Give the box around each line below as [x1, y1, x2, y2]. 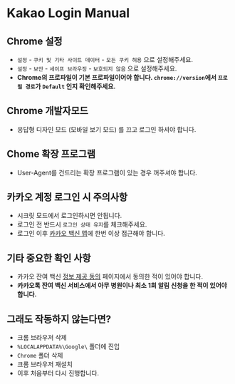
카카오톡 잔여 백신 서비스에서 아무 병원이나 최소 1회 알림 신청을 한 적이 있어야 [16, 281, 227, 290]
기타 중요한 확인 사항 [6, 251, 91, 264]
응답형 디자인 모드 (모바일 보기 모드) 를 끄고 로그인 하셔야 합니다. [16, 125, 197, 133]
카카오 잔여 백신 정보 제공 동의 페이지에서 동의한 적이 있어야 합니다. [16, 272, 204, 281]
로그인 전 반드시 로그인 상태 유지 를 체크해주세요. [16, 220, 147, 229]
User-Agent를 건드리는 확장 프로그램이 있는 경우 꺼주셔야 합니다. [16, 168, 197, 177]
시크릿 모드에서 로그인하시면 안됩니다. [16, 212, 122, 220]
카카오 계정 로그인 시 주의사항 [6, 191, 128, 204]
